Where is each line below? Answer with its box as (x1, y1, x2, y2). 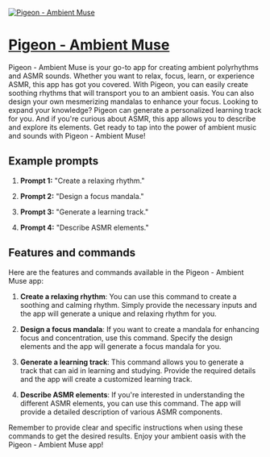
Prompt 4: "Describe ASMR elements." (19, 222, 149, 232)
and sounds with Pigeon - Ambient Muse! (8, 131, 146, 140)
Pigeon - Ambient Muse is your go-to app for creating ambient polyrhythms (8, 62, 260, 72)
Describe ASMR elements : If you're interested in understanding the (19, 389, 246, 399)
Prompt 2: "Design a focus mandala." (19, 191, 144, 201)
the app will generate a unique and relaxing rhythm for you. (19, 309, 218, 318)
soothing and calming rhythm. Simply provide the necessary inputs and (19, 300, 257, 310)
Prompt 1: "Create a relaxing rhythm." (19, 176, 145, 185)
